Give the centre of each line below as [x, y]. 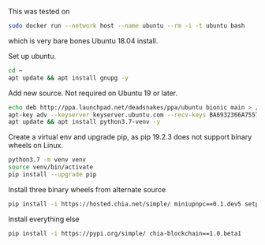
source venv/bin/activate [50, 167]
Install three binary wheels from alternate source [87, 189]
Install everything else [44, 219]
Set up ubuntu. [32, 56]
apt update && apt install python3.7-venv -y [84, 122]
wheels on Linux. [35, 146]
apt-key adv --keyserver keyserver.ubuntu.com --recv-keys [107, 115]
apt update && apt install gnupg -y [68, 78]
